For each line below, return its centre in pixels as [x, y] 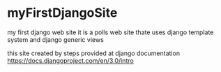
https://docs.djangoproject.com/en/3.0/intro [70, 60]
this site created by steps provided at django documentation [93, 53]
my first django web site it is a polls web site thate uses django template [110, 32]
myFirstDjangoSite [62, 13]
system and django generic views [56, 39]
